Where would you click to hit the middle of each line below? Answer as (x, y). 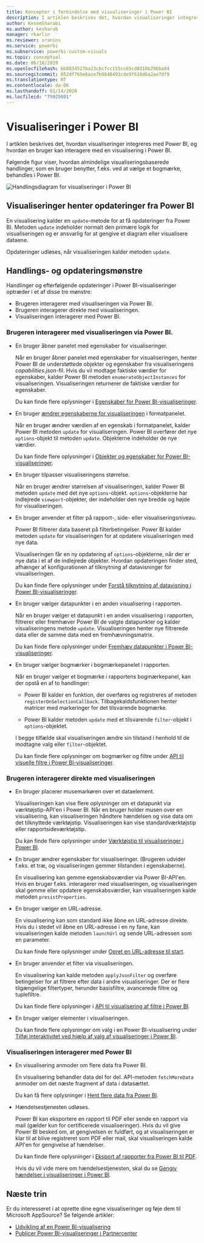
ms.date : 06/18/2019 (32, 63)
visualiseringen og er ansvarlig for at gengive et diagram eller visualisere (97, 233)
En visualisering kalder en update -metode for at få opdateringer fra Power (98, 220)
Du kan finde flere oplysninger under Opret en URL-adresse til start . (100, 951)
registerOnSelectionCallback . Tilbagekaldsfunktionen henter (100, 701)
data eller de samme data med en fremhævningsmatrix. (84, 635)
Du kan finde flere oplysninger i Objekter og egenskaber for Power (98, 456)
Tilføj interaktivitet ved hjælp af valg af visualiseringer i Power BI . (96, 1036)
